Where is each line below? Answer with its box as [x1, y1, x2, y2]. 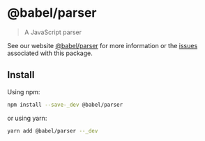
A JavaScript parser [24, 28, 82, 36]
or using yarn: [7, 114, 47, 122]
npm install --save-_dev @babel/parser [7, 101, 123, 108]
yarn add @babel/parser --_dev [7, 127, 98, 134]
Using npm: [7, 87, 40, 96]
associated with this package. [7, 49, 93, 57]
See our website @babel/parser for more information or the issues [7, 41, 198, 50]
